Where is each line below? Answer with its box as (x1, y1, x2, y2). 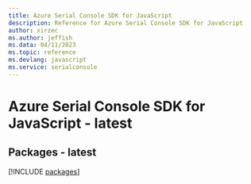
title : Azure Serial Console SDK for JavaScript (8, 11, 172, 20)
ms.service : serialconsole (8, 63, 98, 71)
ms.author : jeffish (8, 33, 73, 42)
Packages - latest (8, 146, 97, 159)
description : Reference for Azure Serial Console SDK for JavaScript (8, 19, 244, 27)
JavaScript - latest (8, 114, 133, 132)
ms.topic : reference (8, 48, 77, 56)
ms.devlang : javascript (8, 56, 87, 64)
